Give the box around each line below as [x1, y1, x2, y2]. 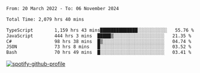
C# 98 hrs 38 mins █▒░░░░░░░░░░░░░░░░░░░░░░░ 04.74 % [6, 38, 192, 44]
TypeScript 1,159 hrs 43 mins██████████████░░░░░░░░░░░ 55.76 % [6, 27, 195, 33]
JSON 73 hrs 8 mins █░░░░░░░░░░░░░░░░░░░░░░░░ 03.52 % [6, 44, 192, 50]
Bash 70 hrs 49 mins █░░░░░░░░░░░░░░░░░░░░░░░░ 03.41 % [6, 50, 192, 56]
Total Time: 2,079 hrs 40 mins [6, 16, 84, 22]
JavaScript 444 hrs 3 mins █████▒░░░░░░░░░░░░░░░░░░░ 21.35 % [6, 33, 192, 39]
